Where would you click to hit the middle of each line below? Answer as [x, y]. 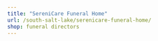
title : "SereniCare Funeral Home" [58, 14]
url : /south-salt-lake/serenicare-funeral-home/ [79, 20]
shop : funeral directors [43, 26]
